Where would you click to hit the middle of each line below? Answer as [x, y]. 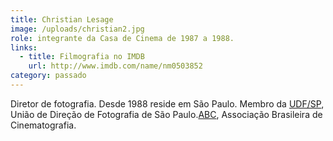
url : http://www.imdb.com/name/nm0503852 [115, 66]
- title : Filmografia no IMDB [82, 57]
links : [24, 47]
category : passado [48, 76]
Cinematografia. [43, 125]
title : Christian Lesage [62, 19]
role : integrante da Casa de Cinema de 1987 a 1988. [122, 38]
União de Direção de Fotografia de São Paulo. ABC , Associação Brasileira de [166, 114]
